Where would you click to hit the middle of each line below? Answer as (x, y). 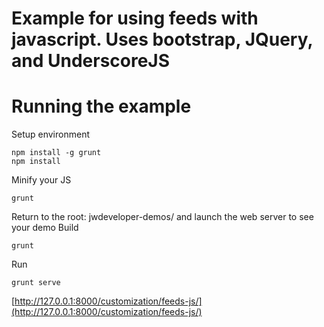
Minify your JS (41, 180)
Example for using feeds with (135, 18)
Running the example (101, 106)
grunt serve (36, 283)
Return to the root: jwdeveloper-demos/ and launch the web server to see (162, 217)
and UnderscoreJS (91, 61)
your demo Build (45, 228)
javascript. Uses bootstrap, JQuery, (162, 39)
